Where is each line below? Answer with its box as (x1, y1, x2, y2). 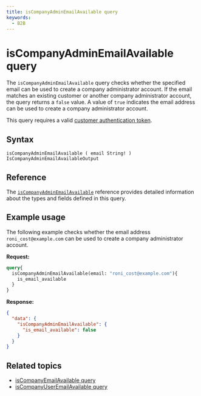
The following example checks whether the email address (6, 228, 151, 235)
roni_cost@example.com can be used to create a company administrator (6, 235, 183, 242)
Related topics (6, 360, 62, 371)
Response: (6, 298, 35, 306)
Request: (6, 253, 30, 260)
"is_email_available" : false (22, 327, 97, 333)
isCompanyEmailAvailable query (15, 377, 96, 384)
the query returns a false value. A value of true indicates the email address (6, 98, 196, 106)
